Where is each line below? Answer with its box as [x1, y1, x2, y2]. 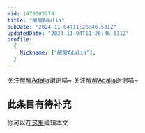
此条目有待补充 [7, 99, 72, 111]
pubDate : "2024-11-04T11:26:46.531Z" [7, 23, 117, 30]
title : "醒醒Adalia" [7, 17, 65, 24]
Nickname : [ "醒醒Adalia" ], [20, 50, 96, 57]
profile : [7, 36, 33, 43]
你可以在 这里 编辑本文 [7, 118, 68, 127]
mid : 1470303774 [7, 10, 54, 17]
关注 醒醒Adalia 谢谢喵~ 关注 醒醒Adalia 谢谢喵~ [7, 76, 138, 84]
